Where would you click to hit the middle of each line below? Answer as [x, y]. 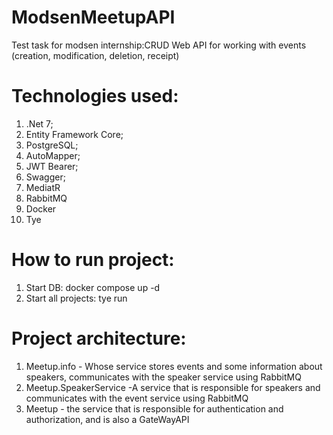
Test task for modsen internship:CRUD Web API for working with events [159, 45]
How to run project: [93, 260]
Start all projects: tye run [76, 298]
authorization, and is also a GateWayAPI [107, 419]
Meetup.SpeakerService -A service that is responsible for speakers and [173, 387]
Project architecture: [99, 338]
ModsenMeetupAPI [93, 17]
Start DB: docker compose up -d [93, 287]
